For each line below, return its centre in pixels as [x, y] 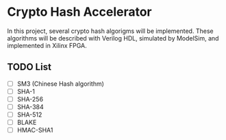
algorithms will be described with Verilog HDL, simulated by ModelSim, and [113, 38]
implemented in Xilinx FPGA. [47, 45]
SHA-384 [30, 106]
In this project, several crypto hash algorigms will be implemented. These [110, 31]
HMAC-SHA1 [35, 130]
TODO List [29, 67]
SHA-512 [29, 115]
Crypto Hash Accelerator [79, 12]
